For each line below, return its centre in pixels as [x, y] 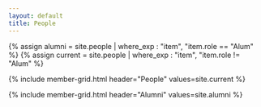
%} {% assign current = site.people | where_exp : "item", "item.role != [124, 55]
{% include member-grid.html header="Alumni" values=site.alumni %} [126, 94]
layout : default [36, 16]
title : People [32, 23]
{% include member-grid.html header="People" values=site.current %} [127, 79]
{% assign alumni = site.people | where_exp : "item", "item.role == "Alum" [131, 46]
